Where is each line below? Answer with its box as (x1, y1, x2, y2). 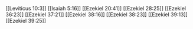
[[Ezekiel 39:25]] (5, 17, 47, 24)
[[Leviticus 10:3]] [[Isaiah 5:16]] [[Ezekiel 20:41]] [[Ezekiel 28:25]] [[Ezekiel (5, 5, 187, 12)
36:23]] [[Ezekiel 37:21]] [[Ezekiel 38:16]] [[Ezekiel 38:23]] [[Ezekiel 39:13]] (5, 11, 188, 18)
